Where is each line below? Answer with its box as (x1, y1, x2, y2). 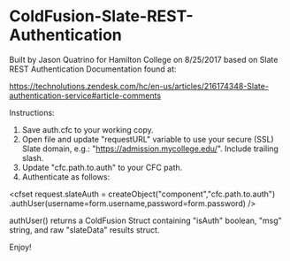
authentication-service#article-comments (9, 90, 162, 101)
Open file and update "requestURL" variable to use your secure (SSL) (21, 134, 274, 144)
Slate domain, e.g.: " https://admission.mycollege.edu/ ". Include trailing (21, 143, 279, 154)
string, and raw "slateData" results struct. (9, 224, 160, 235)
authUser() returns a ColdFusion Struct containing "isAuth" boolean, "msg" (9, 215, 283, 226)
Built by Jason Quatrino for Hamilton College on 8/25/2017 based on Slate (9, 54, 279, 65)
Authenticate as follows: (21, 171, 111, 182)
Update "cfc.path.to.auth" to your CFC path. (21, 162, 183, 173)
